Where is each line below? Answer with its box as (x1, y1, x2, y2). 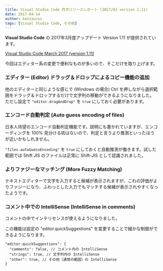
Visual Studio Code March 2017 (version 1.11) (5, 51, 94, 57)
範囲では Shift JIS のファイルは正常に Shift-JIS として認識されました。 (5, 152, 146, 158)
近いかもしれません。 (9, 136, 52, 142)
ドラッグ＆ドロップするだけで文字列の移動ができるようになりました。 (13, 92, 154, 98)
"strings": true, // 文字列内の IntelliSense (9, 252, 100, 257)
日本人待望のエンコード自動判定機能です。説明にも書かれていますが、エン (5, 124, 154, 129)
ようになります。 (13, 232, 48, 238)
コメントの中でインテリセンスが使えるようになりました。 (5, 215, 120, 221)
